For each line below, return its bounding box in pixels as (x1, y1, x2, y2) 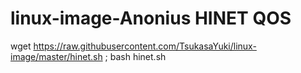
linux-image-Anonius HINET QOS (10, 7, 292, 30)
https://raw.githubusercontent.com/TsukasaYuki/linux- (33, 40, 257, 52)
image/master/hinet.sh (10, 50, 103, 62)
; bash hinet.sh (104, 50, 167, 62)
